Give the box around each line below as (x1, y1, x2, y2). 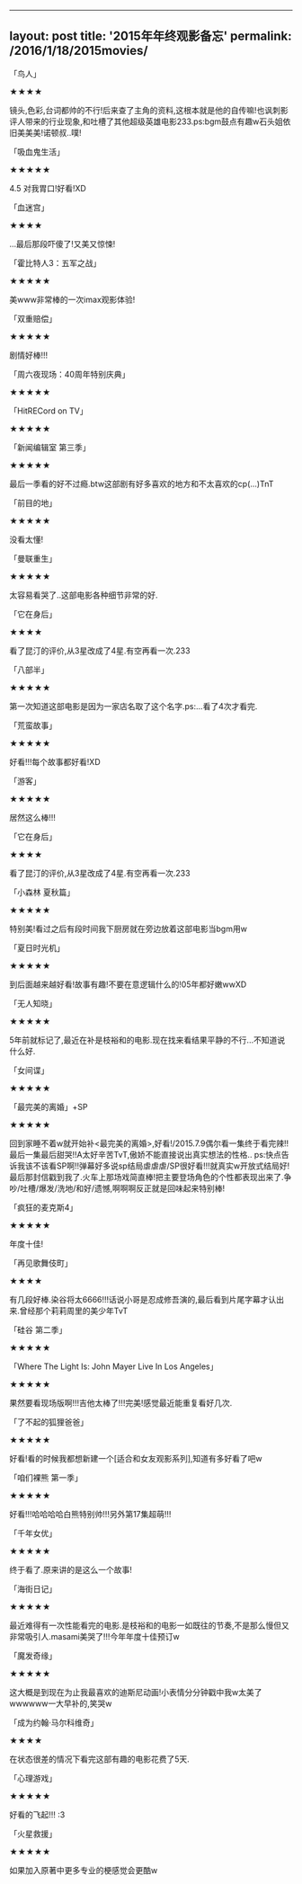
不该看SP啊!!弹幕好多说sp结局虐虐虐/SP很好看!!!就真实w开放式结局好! (32, 1160, 290, 1171)
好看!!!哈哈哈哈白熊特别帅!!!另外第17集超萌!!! (9, 1508, 172, 1519)
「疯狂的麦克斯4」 (9, 1202, 78, 1213)
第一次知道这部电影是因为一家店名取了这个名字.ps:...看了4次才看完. (9, 700, 258, 711)
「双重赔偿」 (9, 313, 57, 324)
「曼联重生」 (9, 553, 57, 564)
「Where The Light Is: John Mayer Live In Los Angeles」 (9, 1361, 218, 1372)
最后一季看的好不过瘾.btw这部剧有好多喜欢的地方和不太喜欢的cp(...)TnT (9, 478, 274, 489)
